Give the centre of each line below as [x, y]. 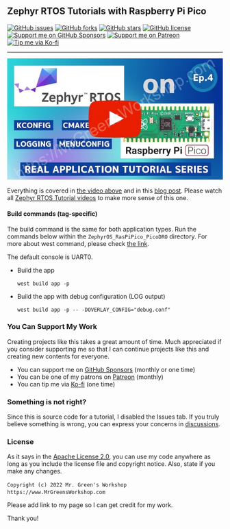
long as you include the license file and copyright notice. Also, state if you [111, 464]
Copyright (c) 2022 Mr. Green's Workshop [67, 485]
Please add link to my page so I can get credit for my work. [90, 505]
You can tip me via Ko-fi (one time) [66, 384]
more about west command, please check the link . [78, 243]
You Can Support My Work [52, 327]
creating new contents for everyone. [58, 356]
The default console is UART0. [50, 257]
